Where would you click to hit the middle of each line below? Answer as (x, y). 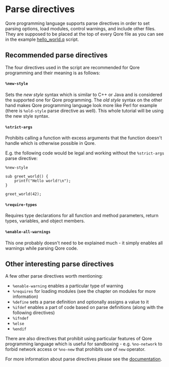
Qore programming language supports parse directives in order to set (77, 23)
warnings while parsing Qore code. (42, 248)
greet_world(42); (23, 194)
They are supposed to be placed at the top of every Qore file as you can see (84, 34)
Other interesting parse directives (60, 264)
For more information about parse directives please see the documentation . (84, 359)
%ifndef (20, 319)
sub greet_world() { (27, 177)
